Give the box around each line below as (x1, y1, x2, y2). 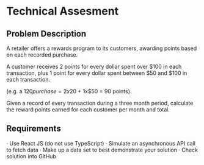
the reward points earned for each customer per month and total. (6, 106, 170, 113)
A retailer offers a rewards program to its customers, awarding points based (6, 44, 197, 52)
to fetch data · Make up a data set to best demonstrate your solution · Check (6, 146, 199, 153)
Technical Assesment (6, 4, 119, 18)
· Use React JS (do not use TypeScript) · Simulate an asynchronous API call (6, 139, 196, 147)
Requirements (6, 124, 61, 134)
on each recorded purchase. (6, 51, 78, 58)
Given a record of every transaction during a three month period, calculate (6, 99, 194, 107)
